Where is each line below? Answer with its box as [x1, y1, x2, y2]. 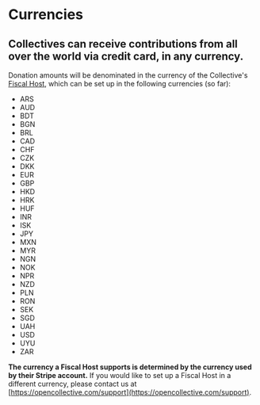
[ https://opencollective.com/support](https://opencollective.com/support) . [8, 388, 252, 397]
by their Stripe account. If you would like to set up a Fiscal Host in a [8, 371, 231, 380]
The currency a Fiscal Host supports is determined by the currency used [8, 362, 252, 372]
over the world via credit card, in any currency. [8, 49, 244, 63]
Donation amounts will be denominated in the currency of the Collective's [8, 71, 248, 80]
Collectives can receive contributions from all [8, 37, 238, 51]
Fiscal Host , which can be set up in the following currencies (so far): [8, 79, 231, 88]
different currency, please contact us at [8, 379, 137, 388]
